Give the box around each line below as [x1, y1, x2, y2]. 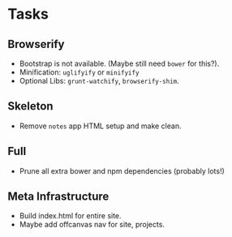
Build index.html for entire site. [19, 211, 122, 221]
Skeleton [7, 99, 54, 114]
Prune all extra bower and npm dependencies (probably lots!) [19, 166, 225, 175]
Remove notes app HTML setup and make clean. [19, 121, 182, 131]
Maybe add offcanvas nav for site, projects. [19, 220, 165, 230]
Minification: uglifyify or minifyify [19, 67, 140, 77]
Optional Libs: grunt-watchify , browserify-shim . [19, 76, 179, 85]
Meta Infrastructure [7, 190, 110, 204]
